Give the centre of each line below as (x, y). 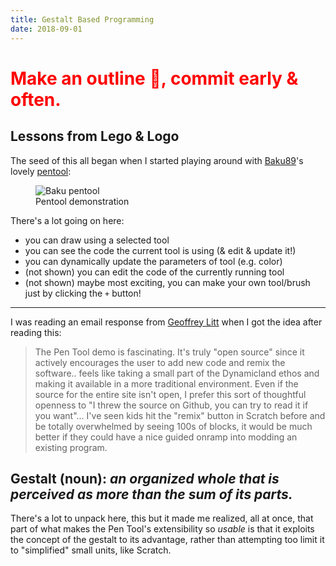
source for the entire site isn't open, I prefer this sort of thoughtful (170, 394)
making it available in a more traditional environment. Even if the (166, 383)
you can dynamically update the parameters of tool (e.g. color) (153, 261)
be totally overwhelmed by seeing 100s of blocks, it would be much (173, 426)
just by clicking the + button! (83, 293)
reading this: (36, 332)
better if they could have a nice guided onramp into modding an (166, 437)
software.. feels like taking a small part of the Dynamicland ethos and (177, 373)
